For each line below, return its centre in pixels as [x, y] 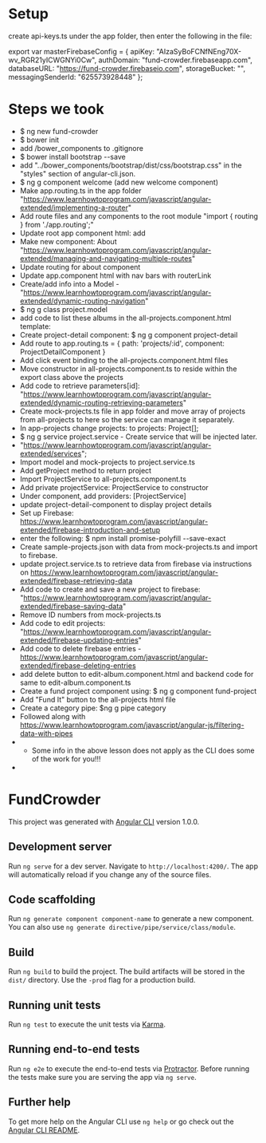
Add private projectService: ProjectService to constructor [114, 487]
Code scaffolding [52, 900]
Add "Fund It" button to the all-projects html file [98, 699]
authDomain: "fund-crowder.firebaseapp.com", [176, 60]
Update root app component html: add [82, 233]
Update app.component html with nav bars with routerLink [115, 275]
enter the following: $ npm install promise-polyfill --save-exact [123, 538]
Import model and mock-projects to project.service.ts [107, 462]
